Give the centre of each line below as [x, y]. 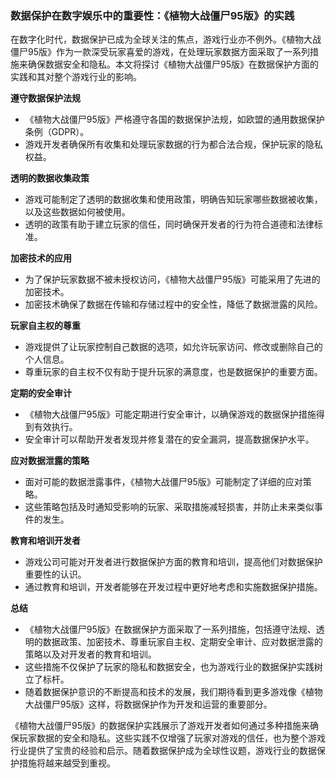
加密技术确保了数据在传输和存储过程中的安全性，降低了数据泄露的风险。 [173, 304]
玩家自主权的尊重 [45, 326]
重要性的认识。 [55, 574]
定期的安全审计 [41, 393]
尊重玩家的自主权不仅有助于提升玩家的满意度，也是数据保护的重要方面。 [173, 372]
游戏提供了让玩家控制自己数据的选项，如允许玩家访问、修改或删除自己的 [173, 347]
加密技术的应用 [41, 258]
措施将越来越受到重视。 [67, 763]
